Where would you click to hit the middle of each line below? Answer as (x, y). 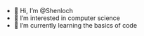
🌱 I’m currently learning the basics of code (76, 25)
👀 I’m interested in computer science (67, 18)
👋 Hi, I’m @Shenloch (44, 11)
